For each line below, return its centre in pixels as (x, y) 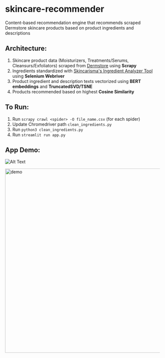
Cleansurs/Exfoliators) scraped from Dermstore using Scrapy (74, 65)
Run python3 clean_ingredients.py (48, 129)
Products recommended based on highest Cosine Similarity (73, 91)
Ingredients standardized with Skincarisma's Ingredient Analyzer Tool (82, 71)
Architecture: (26, 48)
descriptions (18, 33)
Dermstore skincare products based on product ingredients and (69, 28)
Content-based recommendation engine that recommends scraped (73, 23)
